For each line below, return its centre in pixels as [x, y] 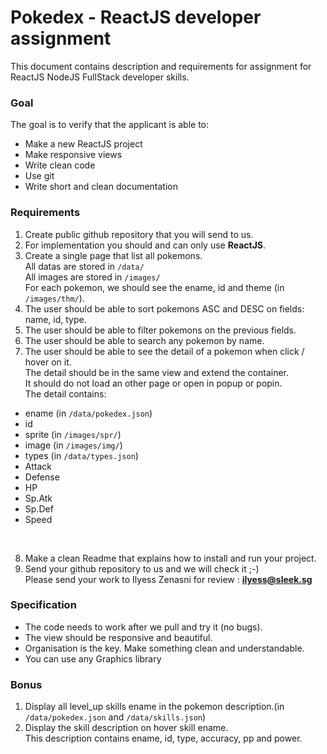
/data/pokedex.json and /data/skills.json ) [115, 717]
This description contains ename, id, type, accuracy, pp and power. [163, 738]
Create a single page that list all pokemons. [113, 255]
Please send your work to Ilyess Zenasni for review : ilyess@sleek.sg [168, 579]
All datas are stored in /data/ [84, 266]
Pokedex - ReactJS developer [136, 17]
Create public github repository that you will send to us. [139, 234]
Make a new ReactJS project [83, 144]
